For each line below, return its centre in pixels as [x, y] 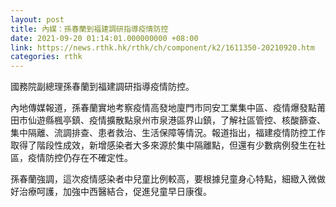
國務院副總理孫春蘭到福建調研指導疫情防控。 [102, 87]
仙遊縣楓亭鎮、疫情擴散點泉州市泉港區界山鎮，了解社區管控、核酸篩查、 [176, 120]
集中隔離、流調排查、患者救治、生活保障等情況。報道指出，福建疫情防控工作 [168, 133]
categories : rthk [46, 57]
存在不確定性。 [102, 158]
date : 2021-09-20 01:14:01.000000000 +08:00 [104, 38]
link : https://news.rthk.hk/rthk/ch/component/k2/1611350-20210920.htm [162, 47]
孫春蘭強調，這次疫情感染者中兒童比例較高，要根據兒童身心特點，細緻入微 [163, 179]
